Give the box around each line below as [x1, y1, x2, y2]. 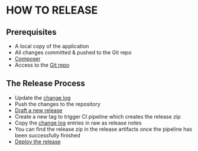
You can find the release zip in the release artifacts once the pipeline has [14, 125, 193, 133]
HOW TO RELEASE [6, 4, 98, 17]
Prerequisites [6, 27, 57, 37]
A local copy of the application [14, 42, 89, 50]
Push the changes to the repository [14, 100, 100, 107]
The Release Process [6, 78, 86, 88]
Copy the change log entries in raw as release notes [14, 119, 142, 126]
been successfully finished [14, 132, 81, 139]
